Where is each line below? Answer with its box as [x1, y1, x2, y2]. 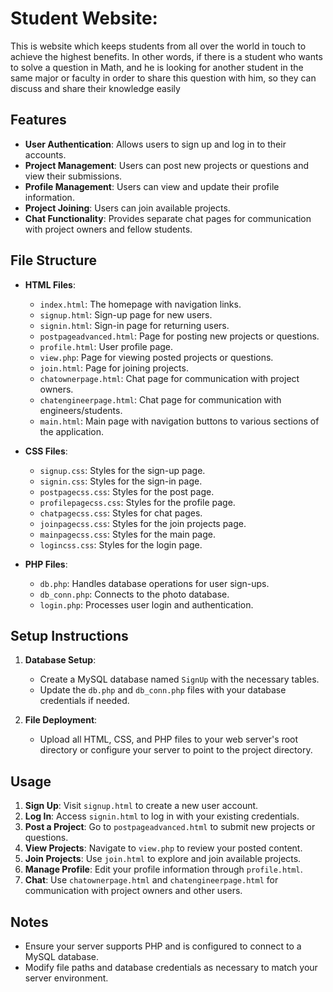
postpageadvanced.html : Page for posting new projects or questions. [39, 330, 320, 342]
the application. [39, 425, 105, 437]
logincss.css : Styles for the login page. [39, 538, 203, 551]
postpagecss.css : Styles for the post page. [39, 485, 215, 497]
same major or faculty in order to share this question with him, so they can [10, 72, 317, 84]
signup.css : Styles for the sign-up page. [39, 464, 206, 476]
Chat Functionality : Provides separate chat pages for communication [24, 212, 312, 224]
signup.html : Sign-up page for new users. [39, 308, 213, 321]
